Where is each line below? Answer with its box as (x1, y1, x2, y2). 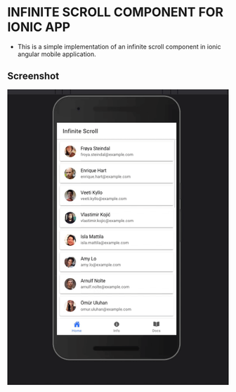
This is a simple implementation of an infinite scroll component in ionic (17, 42, 221, 51)
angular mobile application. (17, 50, 96, 58)
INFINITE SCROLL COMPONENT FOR (7, 4, 223, 20)
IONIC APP (7, 19, 71, 35)
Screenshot (7, 70, 60, 82)
